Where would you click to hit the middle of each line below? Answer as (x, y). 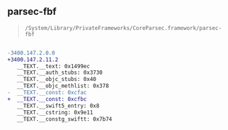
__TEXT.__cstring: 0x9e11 (55, 112)
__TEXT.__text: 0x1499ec (53, 66)
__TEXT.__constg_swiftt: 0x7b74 (64, 119)
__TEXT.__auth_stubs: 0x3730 (59, 73)
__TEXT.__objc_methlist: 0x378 (63, 86)
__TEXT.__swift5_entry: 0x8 (58, 106)
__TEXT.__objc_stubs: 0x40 (57, 80)
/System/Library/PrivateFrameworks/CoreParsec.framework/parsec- (123, 28)
